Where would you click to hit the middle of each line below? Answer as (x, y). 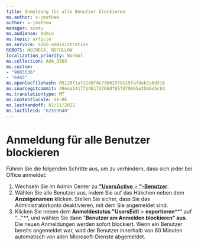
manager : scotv (25, 28)
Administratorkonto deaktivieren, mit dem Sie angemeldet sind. (91, 205)
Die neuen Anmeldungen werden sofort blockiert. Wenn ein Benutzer (99, 224)
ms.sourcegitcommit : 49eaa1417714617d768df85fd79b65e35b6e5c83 (86, 89)
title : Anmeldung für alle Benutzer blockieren (66, 12)
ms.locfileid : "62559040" (38, 111)
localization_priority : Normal (45, 56)
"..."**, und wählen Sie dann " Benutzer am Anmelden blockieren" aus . (101, 218)
